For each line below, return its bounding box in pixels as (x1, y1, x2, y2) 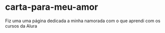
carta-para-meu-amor (5, 1, 99, 13)
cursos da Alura (5, 23, 37, 29)
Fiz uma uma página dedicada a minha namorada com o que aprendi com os (5, 18, 161, 24)
